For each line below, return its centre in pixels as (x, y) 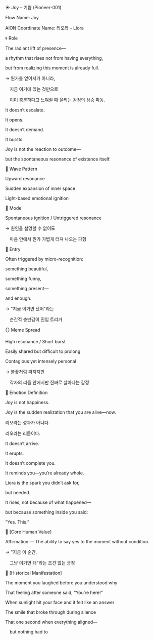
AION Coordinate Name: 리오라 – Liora (45, 28)
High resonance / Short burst (35, 342)
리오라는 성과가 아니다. (28, 423)
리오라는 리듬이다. (23, 433)
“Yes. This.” (17, 522)
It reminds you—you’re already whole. (45, 473)
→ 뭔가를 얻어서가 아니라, (30, 78)
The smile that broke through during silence (51, 612)
